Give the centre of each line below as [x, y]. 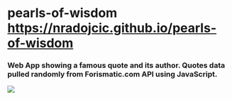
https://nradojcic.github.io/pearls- [112, 28]
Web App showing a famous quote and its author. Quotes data [116, 65]
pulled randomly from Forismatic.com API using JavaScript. [112, 74]
